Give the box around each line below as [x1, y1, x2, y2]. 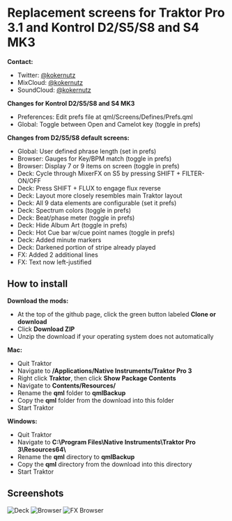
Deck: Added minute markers [17, 235, 102, 244]
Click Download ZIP [17, 325, 75, 333]
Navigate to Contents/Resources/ [17, 381, 116, 390]
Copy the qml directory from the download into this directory [17, 460, 193, 468]
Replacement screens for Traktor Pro [7, 5, 225, 21]
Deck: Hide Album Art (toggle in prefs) [17, 221, 127, 229]
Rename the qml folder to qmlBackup [17, 388, 126, 397]
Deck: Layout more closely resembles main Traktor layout [17, 191, 183, 200]
